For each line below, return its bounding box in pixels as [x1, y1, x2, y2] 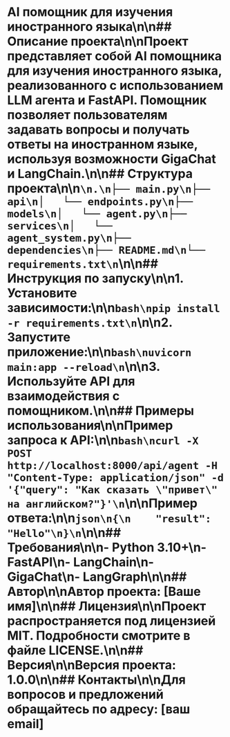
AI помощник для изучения [7, 4, 173, 20]
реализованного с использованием [7, 78, 224, 93]
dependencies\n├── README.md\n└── [7, 244, 206, 257]
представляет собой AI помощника [7, 48, 222, 64]
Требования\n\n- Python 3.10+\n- [7, 540, 207, 556]
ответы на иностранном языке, [7, 136, 198, 152]
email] [7, 716, 44, 732]
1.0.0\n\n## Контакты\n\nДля [7, 672, 186, 688]
